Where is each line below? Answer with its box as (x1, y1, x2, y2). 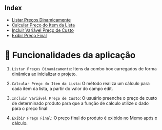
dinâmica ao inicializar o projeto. (11, 71, 77, 77)
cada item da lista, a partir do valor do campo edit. (11, 86, 113, 91)
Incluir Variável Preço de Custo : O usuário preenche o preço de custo (11, 95, 157, 101)
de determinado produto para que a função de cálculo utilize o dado (11, 100, 149, 106)
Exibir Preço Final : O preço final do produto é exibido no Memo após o (11, 115, 158, 121)
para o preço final (11, 105, 47, 111)
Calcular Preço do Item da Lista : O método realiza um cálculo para (11, 80, 150, 86)
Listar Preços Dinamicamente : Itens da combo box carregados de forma (11, 65, 157, 71)
